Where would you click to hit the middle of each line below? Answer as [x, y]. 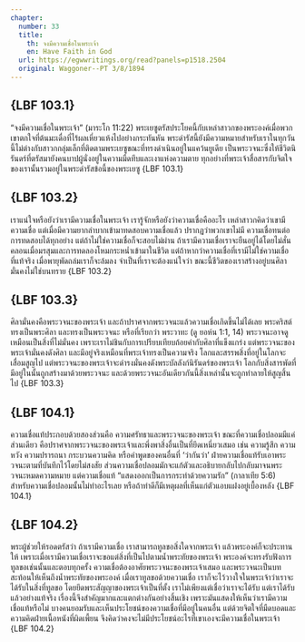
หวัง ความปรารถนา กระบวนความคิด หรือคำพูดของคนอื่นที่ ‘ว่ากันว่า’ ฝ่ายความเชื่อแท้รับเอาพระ [148, 455]
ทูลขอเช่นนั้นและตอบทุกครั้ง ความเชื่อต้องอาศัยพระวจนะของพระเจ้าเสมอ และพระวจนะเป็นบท [146, 566]
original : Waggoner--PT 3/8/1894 [82, 69]
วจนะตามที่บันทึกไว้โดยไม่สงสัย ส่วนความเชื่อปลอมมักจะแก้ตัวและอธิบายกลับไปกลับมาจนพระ [146, 465]
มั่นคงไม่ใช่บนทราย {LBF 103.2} [61, 270]
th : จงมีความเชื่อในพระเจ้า [63, 43]
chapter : [27, 18]
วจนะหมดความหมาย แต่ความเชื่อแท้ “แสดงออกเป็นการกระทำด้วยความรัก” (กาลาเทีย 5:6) [143, 475]
